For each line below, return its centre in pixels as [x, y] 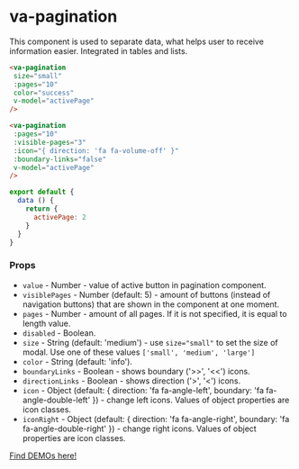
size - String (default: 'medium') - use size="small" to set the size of [150, 342]
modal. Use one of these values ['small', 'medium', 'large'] [139, 352]
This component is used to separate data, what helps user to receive [136, 41]
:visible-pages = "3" [50, 142]
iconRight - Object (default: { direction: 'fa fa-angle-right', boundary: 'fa [156, 419]
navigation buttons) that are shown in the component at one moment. [151, 304]
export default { [42, 192]
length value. [46, 323]
